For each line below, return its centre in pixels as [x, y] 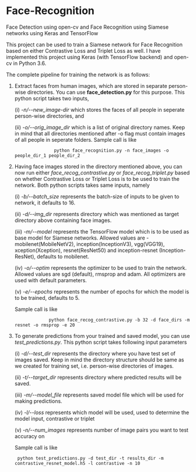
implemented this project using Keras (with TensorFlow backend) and [90, 57]
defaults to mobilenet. [63, 256]
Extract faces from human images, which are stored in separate [91, 85]
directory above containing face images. [63, 220]
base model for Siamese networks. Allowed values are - [82, 238]
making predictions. [38, 401]
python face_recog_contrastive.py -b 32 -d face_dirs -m [119, 320]
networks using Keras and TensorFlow [52, 33]
